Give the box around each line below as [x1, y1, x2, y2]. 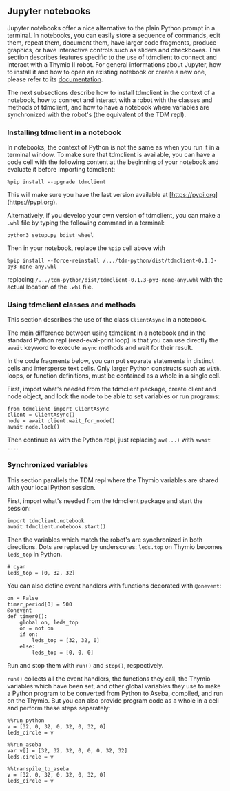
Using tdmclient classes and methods [7, 300, 136, 309]
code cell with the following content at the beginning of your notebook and [7, 158, 219, 166]
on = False [7, 595, 39, 602]
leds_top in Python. [7, 550, 63, 558]
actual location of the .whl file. [7, 282, 94, 291]
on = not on [19, 625, 54, 632]
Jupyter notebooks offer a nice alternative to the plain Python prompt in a [7, 23, 216, 32]
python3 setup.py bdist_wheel [7, 232, 94, 239]
